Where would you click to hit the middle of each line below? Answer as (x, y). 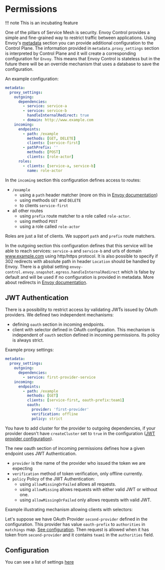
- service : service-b (45, 111)
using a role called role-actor (50, 226)
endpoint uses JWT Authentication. (41, 453)
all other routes (28, 211)
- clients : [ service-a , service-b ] (59, 166)
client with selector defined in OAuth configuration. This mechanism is (83, 330)
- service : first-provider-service (59, 377)
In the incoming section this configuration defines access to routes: (73, 180)
